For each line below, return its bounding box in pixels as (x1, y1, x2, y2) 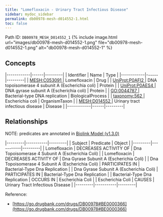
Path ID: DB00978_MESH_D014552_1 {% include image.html (5, 34, 118, 40)
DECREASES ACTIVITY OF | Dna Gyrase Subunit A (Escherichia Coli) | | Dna (5, 156, 159, 162)
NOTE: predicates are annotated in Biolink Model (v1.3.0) (5, 131, 119, 136)
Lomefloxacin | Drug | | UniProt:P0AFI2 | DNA (65, 77, 157, 83)
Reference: (5, 191, 27, 197)
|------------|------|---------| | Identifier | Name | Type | (5, 72, 119, 78)
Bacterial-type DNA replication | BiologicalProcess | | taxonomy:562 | (5, 93, 145, 99)
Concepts (5, 59, 36, 67)
